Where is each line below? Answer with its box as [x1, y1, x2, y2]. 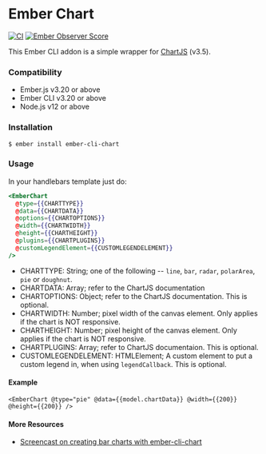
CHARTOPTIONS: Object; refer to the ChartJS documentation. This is [19, 291, 248, 301]
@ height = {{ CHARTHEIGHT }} [15, 229, 98, 237]
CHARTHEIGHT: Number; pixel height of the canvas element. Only [19, 325, 238, 335]
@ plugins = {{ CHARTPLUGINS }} [15, 237, 105, 245]
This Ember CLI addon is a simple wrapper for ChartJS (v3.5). [8, 46, 212, 56]
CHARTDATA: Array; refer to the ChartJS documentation [19, 283, 205, 293]
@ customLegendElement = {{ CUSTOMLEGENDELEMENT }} [15, 244, 173, 252]
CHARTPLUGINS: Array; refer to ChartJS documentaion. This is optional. [19, 342, 259, 352]
